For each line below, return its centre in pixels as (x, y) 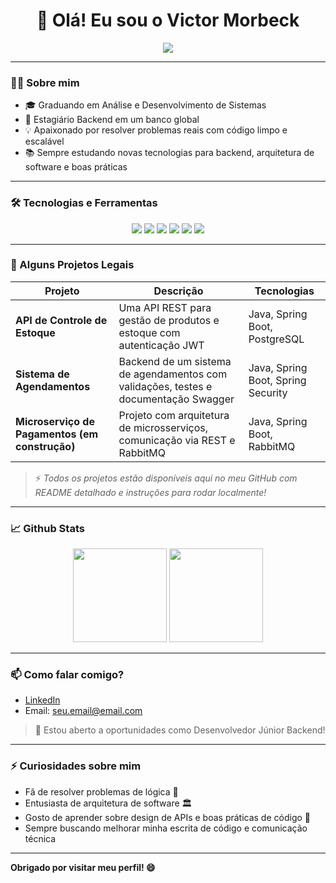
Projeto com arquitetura (174, 415)
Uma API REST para (165, 307)
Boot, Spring (277, 380)
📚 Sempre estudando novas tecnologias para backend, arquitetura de (169, 153)
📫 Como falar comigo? (67, 675)
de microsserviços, (163, 427)
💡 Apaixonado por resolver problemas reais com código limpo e (156, 130)
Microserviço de (55, 421)
